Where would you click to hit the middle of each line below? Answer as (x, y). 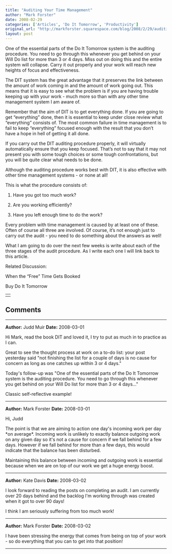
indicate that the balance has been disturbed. (53, 450)
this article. (17, 256)
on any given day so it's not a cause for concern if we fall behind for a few (84, 439)
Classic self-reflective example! (39, 394)
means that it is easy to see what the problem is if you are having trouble (82, 91)
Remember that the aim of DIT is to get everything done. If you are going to (84, 112)
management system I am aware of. (43, 102)
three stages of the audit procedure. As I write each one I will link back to (82, 251)
